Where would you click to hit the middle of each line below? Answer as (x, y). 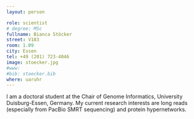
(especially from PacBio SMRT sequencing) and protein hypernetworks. (96, 109)
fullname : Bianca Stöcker (39, 34)
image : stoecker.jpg (33, 62)
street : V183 (23, 40)
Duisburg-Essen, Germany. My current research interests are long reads (97, 103)
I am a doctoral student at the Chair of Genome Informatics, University (95, 97)
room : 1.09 (20, 46)
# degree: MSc (24, 29)
